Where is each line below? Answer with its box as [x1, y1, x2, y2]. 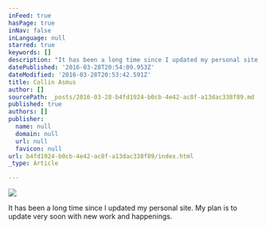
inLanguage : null [8, 33, 66, 42]
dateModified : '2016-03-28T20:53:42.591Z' [8, 71, 151, 79]
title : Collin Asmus [8, 78, 77, 86]
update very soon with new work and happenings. [8, 212, 173, 221]
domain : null [15, 130, 59, 138]
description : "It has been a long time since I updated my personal [8, 56, 241, 64]
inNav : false [8, 26, 52, 34]
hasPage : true [8, 19, 56, 27]
